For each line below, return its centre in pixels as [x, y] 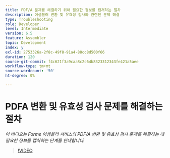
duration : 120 [20, 57]
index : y [14, 47]
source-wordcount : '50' [30, 71]
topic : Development [26, 43]
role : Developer [22, 24]
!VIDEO [25, 150]
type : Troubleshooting [29, 19]
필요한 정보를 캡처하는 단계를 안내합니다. [45, 140]
